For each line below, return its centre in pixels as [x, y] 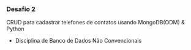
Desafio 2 [21, 9]
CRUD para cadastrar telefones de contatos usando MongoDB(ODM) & [96, 23]
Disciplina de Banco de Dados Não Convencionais [78, 41]
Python [15, 29]
